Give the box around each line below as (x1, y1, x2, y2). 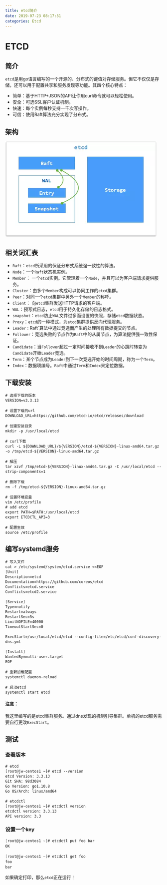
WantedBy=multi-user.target (5, 654, 64, 659)
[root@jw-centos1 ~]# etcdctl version (5, 804, 86, 809)
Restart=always (5, 609, 37, 614)
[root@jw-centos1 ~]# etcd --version (5, 769, 84, 774)
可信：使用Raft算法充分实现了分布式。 (12, 111, 91, 117)
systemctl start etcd (5, 690, 50, 695)
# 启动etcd (5, 685, 26, 690)
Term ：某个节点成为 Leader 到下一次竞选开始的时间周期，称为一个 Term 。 (12, 356, 158, 362)
